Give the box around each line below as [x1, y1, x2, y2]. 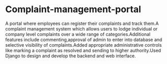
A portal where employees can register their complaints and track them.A [5, 20, 159, 26]
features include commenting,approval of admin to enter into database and [5, 37, 162, 43]
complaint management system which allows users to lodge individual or [5, 25, 158, 31]
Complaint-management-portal [5, 4, 142, 15]
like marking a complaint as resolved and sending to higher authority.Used [5, 47, 161, 53]
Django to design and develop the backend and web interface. [5, 52, 136, 59]
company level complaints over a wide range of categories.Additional [5, 31, 151, 37]
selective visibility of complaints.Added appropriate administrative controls [5, 42, 162, 48]
